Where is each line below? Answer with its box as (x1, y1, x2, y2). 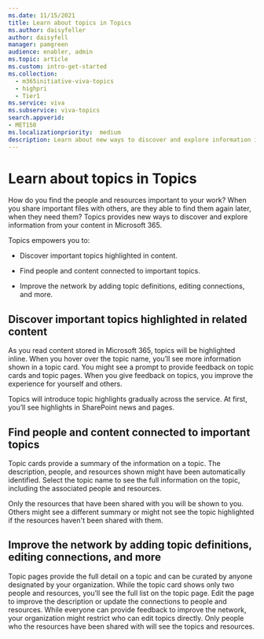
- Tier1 (15, 92, 41, 100)
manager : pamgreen (8, 41, 68, 49)
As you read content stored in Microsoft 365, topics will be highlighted (8, 346, 236, 355)
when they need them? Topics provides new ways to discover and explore (8, 212, 248, 222)
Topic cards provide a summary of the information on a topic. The (8, 459, 222, 468)
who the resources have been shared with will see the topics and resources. (8, 622, 255, 631)
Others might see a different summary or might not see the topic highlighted (8, 508, 255, 517)
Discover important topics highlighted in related (8, 312, 247, 326)
